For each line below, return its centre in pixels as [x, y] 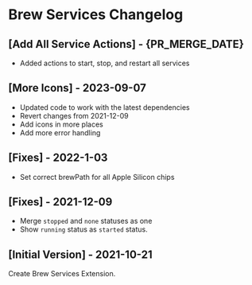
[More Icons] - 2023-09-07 [78, 88]
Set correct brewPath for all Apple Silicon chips [97, 177]
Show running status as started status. [84, 229]
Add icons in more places [61, 124]
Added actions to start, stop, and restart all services [105, 63]
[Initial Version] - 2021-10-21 [80, 254]
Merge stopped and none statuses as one [86, 221]
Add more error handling [60, 132]
